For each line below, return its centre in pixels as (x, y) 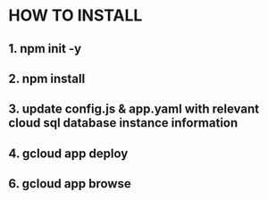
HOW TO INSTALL (75, 16)
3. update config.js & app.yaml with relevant (134, 109)
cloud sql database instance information (123, 123)
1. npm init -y (45, 49)
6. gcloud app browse (70, 184)
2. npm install (47, 78)
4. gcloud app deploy (68, 153)
